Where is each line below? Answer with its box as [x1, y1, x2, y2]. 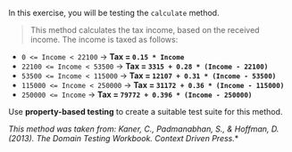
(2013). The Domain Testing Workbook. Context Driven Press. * [8, 133, 239, 143]
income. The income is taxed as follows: [29, 35, 179, 44]
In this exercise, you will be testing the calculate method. [8, 8, 220, 18]
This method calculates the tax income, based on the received [29, 25, 260, 35]
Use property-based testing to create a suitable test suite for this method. [8, 107, 283, 116]
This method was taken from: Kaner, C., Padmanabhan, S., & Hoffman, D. [8, 124, 279, 134]
